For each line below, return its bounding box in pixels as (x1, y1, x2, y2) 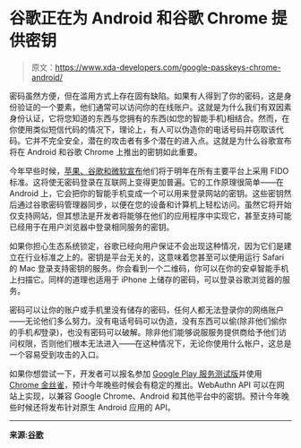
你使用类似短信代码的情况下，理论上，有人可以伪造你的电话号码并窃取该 (9, 124, 276, 134)
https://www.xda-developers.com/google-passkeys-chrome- (55, 62, 281, 73)
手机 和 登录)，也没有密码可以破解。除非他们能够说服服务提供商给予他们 (16, 326, 279, 337)
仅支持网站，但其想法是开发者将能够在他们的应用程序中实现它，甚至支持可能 (9, 210, 292, 220)
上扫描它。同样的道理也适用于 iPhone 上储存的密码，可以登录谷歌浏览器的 (9, 274, 283, 285)
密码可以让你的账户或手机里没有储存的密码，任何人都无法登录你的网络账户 (9, 304, 284, 314)
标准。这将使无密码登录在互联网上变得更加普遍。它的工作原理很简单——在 (9, 177, 284, 187)
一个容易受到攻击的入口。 (9, 349, 104, 359)
